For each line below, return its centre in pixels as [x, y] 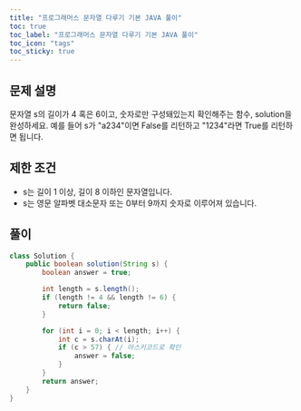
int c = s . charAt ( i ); [99, 339]
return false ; [84, 306]
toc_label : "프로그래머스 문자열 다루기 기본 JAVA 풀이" [104, 34]
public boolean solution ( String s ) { [97, 264]
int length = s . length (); [91, 289]
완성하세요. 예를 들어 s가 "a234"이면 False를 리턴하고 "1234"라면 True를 [139, 125]
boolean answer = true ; [87, 273]
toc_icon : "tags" [42, 43]
